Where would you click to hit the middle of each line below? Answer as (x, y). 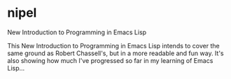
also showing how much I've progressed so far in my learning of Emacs (110, 60)
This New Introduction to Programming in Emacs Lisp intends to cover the (113, 45)
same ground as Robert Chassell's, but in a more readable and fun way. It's (115, 53)
